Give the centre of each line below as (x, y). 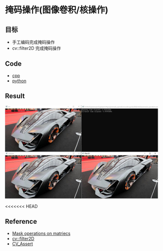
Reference (21, 222)
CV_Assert (22, 244)
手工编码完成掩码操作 (33, 42)
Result (15, 96)
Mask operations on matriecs (41, 233)
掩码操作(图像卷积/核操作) (57, 10)
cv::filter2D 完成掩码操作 (37, 48)
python (19, 80)
